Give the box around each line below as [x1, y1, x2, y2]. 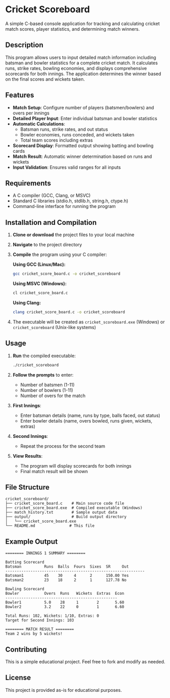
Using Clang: [12, 299, 41, 306]
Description [5, 41, 43, 50]
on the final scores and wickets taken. [5, 76, 85, 82]
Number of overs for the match [20, 392, 86, 399]
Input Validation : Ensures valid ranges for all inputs [12, 164, 121, 170]
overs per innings [12, 110, 50, 116]
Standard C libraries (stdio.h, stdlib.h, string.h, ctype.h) [12, 198, 129, 204]
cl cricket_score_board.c [12, 290, 68, 296]
